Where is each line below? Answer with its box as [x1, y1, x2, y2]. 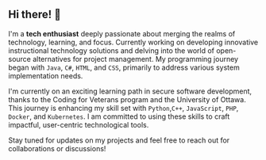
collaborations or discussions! [8, 143, 106, 153]
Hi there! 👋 [8, 8, 62, 21]
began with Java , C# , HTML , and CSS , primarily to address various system [8, 63, 240, 72]
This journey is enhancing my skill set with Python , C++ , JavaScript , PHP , [8, 103, 239, 112]
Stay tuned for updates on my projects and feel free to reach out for [8, 135, 230, 145]
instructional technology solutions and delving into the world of [8, 45, 214, 55]
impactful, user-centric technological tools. [8, 120, 149, 129]
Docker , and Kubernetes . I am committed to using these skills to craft [8, 112, 230, 121]
